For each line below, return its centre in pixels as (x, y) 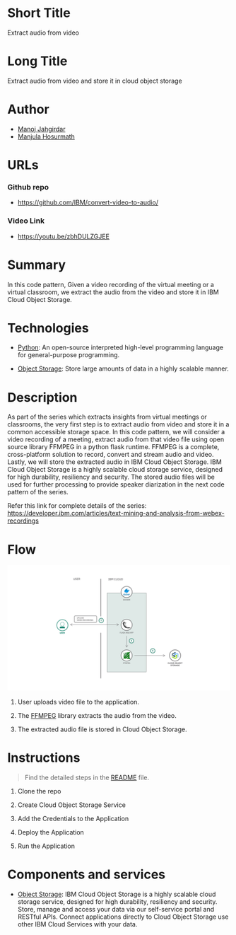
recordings (23, 521)
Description (42, 397)
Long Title (37, 61)
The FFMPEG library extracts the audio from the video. (97, 715)
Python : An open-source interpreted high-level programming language (120, 347)
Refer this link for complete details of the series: (77, 506)
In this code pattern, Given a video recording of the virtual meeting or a (111, 284)
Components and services (87, 874)
